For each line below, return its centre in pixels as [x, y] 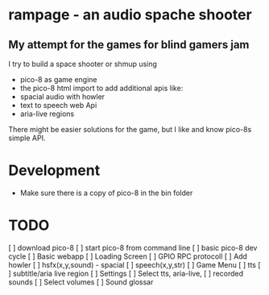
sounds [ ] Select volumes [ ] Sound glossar [81, 282]
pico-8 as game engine [59, 79]
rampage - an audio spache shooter [130, 15]
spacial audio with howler [62, 97]
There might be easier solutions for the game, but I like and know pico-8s [130, 129]
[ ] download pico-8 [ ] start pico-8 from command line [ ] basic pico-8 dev [133, 247]
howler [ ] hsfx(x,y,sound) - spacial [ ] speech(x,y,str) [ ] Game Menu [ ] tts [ [134, 264]
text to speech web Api [58, 105]
